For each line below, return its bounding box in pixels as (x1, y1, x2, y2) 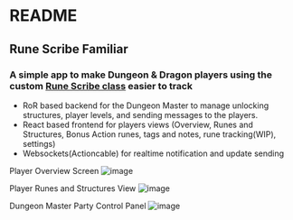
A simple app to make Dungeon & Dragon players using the (9, 69, 273, 81)
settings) (22, 138, 56, 149)
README (9, 5, 78, 26)
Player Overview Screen (9, 165, 99, 176)
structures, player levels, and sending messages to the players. (22, 109, 259, 120)
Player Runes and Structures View (9, 182, 137, 194)
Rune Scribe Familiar (9, 41, 128, 57)
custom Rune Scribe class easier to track (9, 79, 193, 92)
